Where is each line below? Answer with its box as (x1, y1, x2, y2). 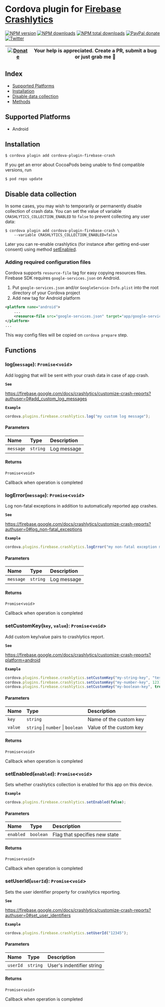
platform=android (5, 657, 41, 663)
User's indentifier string (47, 962, 102, 969)
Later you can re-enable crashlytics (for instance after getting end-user (5, 241, 150, 247)
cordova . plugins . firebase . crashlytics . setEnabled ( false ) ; (5, 800, 126, 805)
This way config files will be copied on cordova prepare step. (5, 332, 128, 338)
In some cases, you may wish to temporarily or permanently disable (5, 203, 142, 209)
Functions (5, 346, 37, 355)
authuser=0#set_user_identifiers (5, 912, 71, 918)
